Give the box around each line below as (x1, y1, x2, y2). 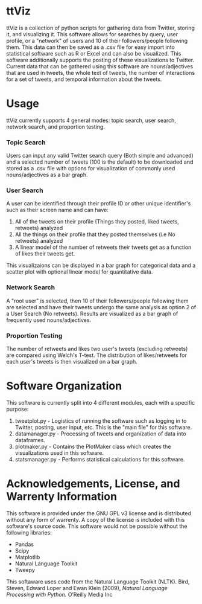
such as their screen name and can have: (6, 207, 109, 214)
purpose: (6, 406, 29, 413)
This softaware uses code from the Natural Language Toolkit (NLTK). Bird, (6, 578, 190, 585)
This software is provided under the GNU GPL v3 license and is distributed (6, 509, 192, 517)
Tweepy (14, 566, 35, 573)
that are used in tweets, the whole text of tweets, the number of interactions (6, 69, 195, 76)
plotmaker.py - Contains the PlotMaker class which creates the (14, 443, 171, 450)
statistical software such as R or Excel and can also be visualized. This (6, 50, 181, 57)
